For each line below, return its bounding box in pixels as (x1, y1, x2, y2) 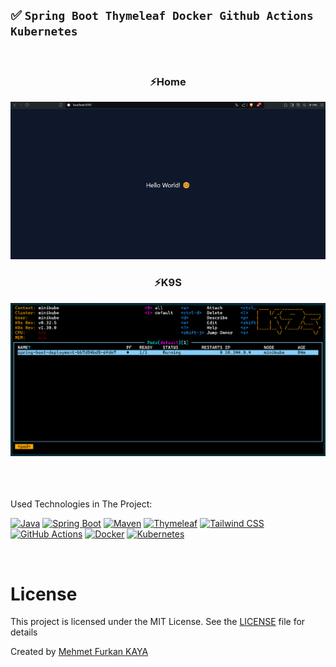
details (10, 626, 38, 638)
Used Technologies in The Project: (10, 498, 153, 510)
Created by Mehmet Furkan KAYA (10, 646, 149, 658)
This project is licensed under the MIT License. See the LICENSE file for (10, 616, 306, 628)
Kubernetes (10, 24, 78, 39)
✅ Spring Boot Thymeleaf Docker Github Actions (10, 7, 314, 24)
